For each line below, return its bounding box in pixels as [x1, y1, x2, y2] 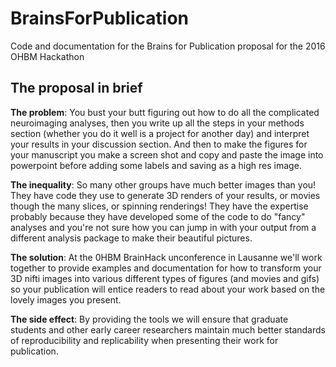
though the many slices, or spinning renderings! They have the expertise [10, 200, 309, 212]
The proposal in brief [10, 80, 143, 97]
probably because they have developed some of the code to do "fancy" [10, 210, 306, 222]
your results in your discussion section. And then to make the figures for [10, 138, 308, 150]
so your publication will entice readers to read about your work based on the [10, 283, 326, 295]
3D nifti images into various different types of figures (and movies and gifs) [10, 272, 320, 284]
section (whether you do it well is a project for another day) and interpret [10, 127, 310, 139]
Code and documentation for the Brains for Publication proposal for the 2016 [10, 40, 326, 52]
